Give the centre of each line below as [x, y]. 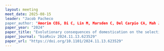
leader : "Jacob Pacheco [29, 18]
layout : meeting [21, 9]
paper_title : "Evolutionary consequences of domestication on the [74, 32]
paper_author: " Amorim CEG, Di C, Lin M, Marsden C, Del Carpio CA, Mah [81, 23]
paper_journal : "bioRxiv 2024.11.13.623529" [51, 37]
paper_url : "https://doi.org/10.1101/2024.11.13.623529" [64, 41]
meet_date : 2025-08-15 [28, 14]
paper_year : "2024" [25, 28]
